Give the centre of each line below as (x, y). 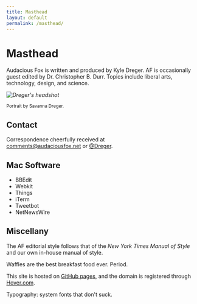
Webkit (24, 186)
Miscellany (27, 231)
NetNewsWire (33, 212)
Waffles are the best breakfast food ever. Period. (67, 264)
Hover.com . (21, 282)
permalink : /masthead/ (35, 23)
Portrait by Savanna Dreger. (35, 106)
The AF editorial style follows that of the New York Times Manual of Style (98, 246)
